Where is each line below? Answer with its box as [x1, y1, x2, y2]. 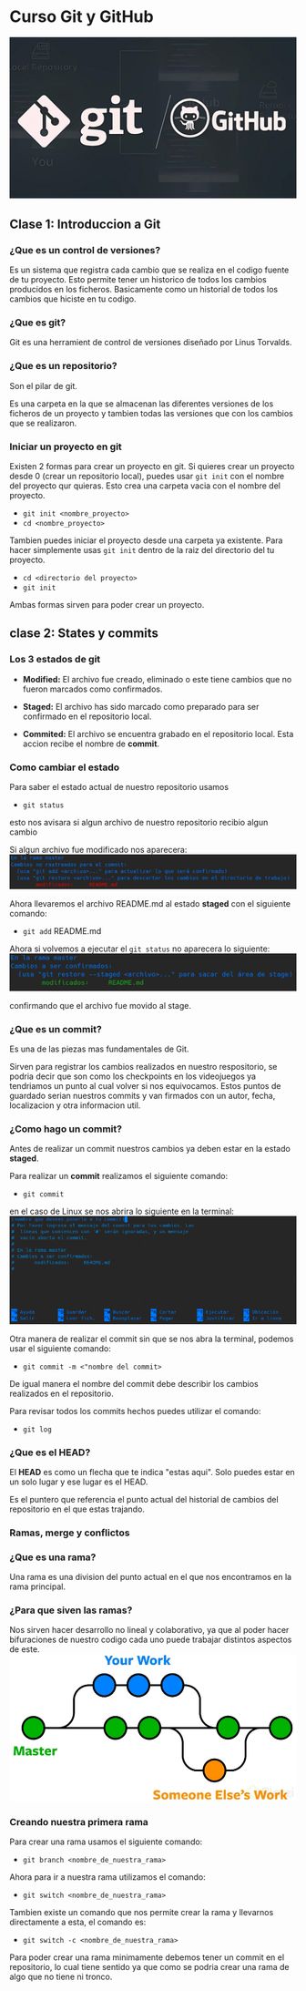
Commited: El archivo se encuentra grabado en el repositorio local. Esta [22, 728, 294, 739]
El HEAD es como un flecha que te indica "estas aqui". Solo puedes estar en [9, 1466, 296, 1477]
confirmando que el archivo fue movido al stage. [9, 1000, 191, 1011]
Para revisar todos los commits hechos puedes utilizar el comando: [9, 1405, 261, 1416]
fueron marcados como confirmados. [22, 683, 163, 694]
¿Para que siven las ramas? [9, 1604, 133, 1616]
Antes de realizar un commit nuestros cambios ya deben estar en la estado [9, 1144, 291, 1155]
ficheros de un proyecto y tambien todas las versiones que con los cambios [9, 407, 293, 418]
